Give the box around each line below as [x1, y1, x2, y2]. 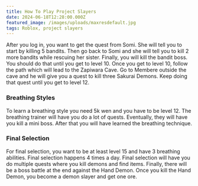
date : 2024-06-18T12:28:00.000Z [6, 14, 86, 20]
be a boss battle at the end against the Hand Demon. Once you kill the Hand [6, 167, 191, 174]
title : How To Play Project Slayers [6, 8, 96, 15]
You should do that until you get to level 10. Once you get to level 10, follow [6, 60, 188, 67]
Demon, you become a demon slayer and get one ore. [6, 172, 137, 180]
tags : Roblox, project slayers [6, 25, 83, 31]
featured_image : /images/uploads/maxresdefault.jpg [6, 19, 136, 25]
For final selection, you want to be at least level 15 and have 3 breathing [6, 148, 180, 155]
